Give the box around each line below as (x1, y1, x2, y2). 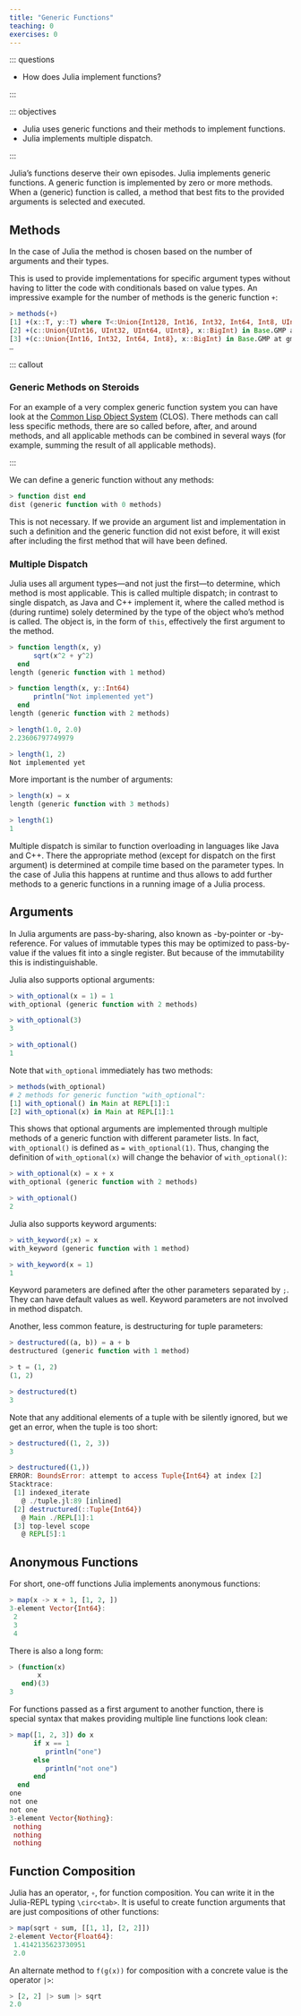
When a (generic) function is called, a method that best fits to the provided (9, 187, 285, 198)
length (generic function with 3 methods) (9, 800, 170, 809)
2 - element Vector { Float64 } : (9, 1932, 115, 1941)
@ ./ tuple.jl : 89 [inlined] (21, 1497, 123, 1506)
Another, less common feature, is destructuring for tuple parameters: (9, 1321, 263, 1332)
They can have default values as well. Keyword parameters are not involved (9, 1294, 288, 1305)
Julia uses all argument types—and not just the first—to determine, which (9, 578, 280, 588)
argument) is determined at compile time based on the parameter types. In (9, 859, 285, 870)
